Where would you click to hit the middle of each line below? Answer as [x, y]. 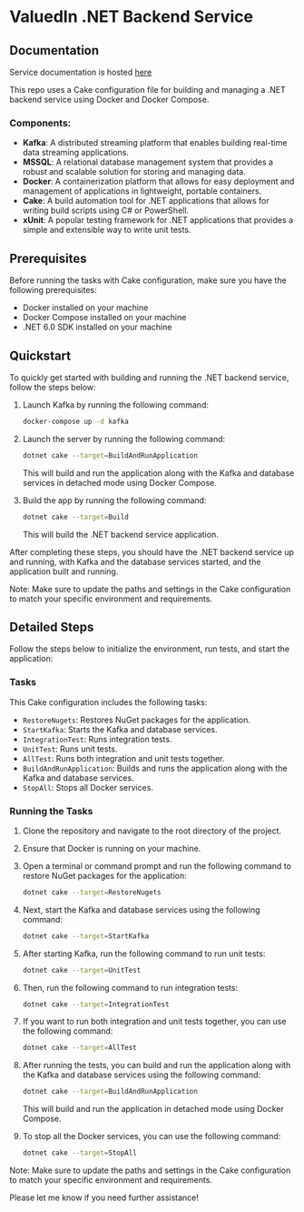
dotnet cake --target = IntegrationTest [96, 1004]
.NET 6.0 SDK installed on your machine [97, 327]
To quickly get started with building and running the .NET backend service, [149, 377]
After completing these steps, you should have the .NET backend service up [152, 551]
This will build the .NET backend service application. [121, 534]
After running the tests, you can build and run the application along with [157, 1066]
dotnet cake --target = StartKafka [86, 936]
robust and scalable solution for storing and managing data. [134, 172]
